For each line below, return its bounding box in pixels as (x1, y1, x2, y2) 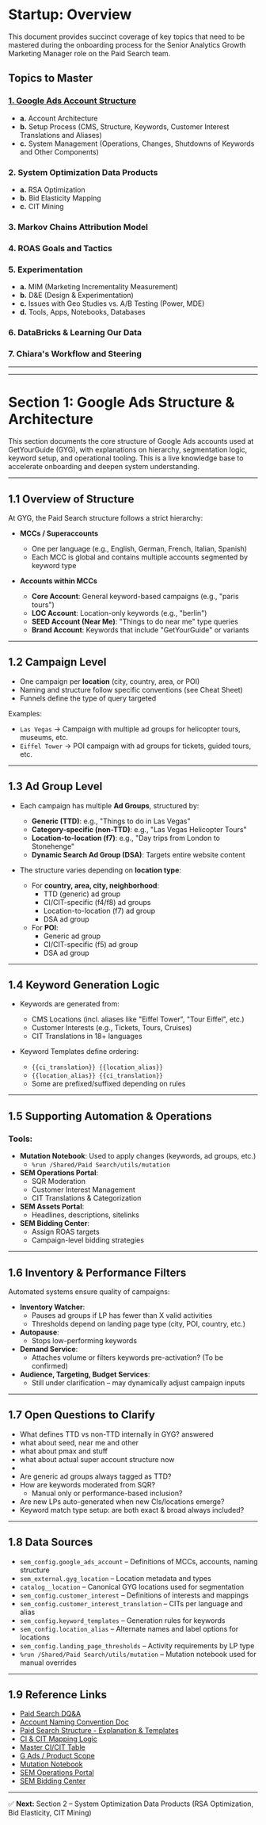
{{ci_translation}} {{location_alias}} (31, 1063, 164, 1071)
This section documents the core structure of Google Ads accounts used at (8, 437, 254, 446)
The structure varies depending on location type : (19, 865, 182, 875)
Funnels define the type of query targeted (19, 693, 157, 703)
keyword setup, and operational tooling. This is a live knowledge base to (8, 453, 244, 463)
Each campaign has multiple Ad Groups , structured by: (19, 800, 199, 810)
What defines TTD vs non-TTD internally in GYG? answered (19, 1429, 214, 1439)
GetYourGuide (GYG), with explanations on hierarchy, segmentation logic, (8, 445, 248, 455)
